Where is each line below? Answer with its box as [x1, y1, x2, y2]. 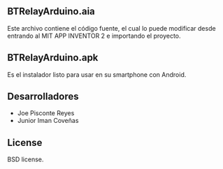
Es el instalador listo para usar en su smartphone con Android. [7, 70, 187, 79]
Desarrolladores [7, 91, 79, 103]
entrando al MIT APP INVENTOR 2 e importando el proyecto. [7, 31, 181, 40]
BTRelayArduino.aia [7, 6, 96, 17]
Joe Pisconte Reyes [17, 109, 75, 117]
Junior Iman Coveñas [17, 117, 79, 125]
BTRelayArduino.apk [7, 52, 99, 64]
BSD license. [7, 155, 44, 163]
